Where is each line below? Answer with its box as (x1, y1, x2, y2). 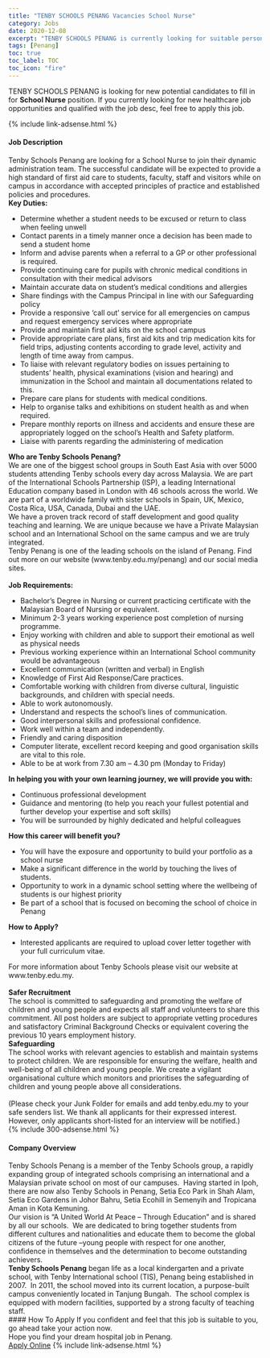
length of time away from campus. (19, 350, 134, 360)
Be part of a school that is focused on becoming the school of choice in (19, 897, 257, 907)
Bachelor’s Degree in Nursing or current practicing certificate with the (19, 595, 252, 605)
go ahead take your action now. (8, 1323, 112, 1333)
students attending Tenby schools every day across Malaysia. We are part (8, 469, 253, 478)
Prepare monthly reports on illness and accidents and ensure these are (19, 419, 256, 429)
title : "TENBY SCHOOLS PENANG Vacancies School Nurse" (8, 11, 196, 20)
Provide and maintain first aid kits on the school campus (19, 325, 207, 334)
